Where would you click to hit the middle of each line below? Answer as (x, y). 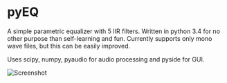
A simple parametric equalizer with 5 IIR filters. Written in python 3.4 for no (113, 31)
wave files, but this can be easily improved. (69, 46)
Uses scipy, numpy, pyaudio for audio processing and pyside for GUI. (106, 59)
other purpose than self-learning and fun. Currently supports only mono (110, 38)
